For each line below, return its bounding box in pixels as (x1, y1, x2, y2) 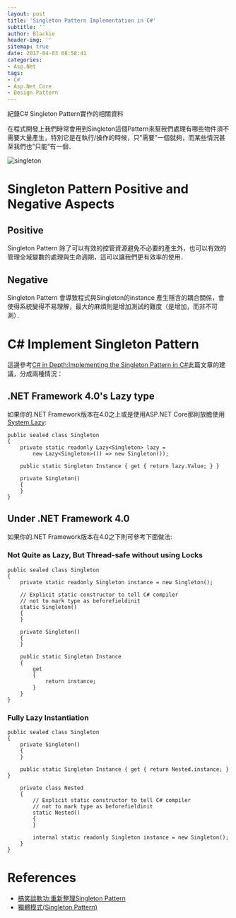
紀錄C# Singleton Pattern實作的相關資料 (7, 110, 124, 118)
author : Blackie (7, 30, 55, 37)
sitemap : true (7, 43, 49, 50)
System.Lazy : (7, 418, 47, 426)
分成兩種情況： (19, 369, 64, 378)
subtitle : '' (7, 23, 46, 30)
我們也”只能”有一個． (13, 142, 76, 151)
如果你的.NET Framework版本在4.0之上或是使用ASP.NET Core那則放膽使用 (7, 409, 225, 418)
